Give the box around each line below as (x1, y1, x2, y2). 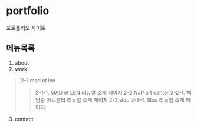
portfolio (6, 4, 50, 18)
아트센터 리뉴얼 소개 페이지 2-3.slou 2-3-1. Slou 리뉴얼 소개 (46, 96, 185, 103)
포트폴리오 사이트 (6, 24, 46, 31)
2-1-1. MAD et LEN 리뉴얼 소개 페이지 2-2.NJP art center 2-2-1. (35, 89, 185, 96)
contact (14, 115, 34, 122)
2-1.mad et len (20, 76, 56, 83)
